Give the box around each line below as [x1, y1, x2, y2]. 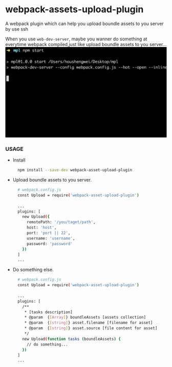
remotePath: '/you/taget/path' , [26, 220, 96, 225]
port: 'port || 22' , [26, 231, 71, 236]
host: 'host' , [26, 225, 57, 231]
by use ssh [5, 26, 28, 32]
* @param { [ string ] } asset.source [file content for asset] [24, 326, 158, 331]
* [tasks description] [24, 309, 73, 315]
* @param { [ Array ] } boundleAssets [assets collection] [24, 315, 146, 320]
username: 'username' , [26, 236, 75, 241]
